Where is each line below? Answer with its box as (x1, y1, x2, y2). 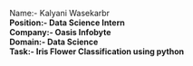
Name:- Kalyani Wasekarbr (9, 8, 111, 18)
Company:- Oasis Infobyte (9, 27, 111, 37)
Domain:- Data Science (9, 36, 99, 47)
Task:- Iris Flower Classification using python (9, 46, 184, 57)
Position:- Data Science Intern (9, 17, 125, 28)
